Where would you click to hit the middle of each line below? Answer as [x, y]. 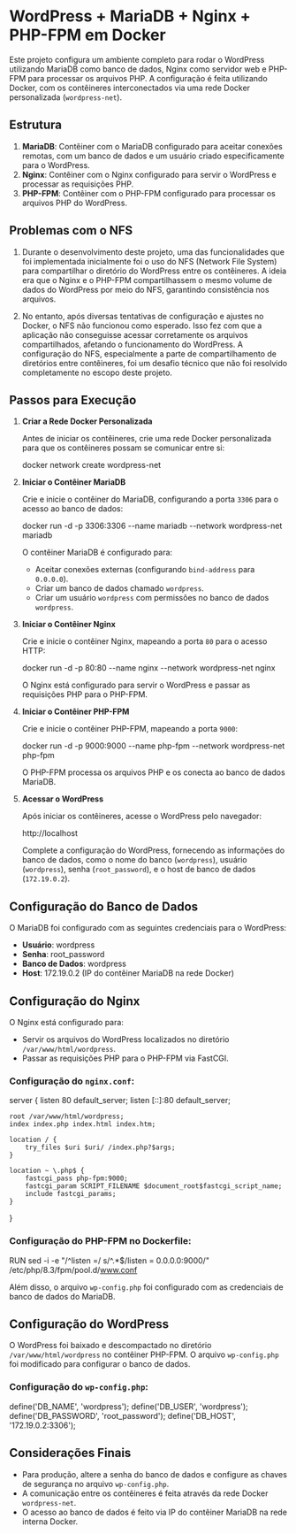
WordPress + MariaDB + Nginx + [130, 16]
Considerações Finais [70, 1453]
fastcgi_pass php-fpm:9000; [76, 1178]
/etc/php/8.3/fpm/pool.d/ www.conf [73, 1269]
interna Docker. [50, 1521]
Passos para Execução [73, 400]
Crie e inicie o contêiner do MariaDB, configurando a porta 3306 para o [150, 499]
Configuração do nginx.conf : [72, 1081]
